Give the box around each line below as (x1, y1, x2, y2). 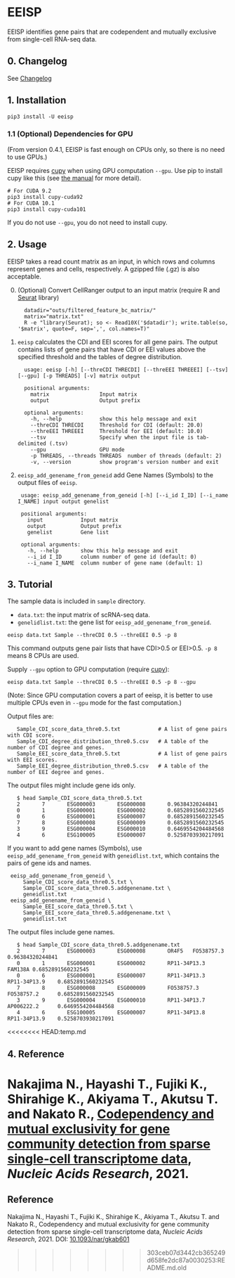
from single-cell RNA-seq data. (7, 34, 97, 43)
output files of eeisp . (17, 478, 78, 486)
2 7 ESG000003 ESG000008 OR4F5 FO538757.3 (16, 948, 224, 955)
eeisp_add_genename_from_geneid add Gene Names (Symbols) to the (17, 470, 214, 479)
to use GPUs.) (7, 153, 48, 161)
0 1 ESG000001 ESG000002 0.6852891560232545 (16, 807, 224, 814)
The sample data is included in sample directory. (7, 597, 146, 605)
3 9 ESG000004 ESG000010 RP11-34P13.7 (16, 997, 206, 1004)
